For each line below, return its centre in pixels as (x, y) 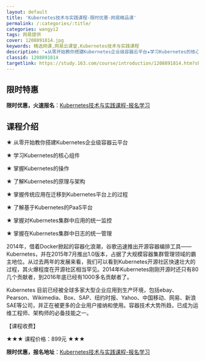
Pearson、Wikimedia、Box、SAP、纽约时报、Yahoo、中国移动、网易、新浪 (101, 298)
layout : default (27, 12)
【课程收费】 (22, 326)
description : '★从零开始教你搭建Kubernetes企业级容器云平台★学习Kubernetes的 (99, 52)
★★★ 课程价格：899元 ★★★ (46, 339)
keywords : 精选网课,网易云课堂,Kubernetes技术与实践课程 (73, 47)
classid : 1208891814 (33, 58)
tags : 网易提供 (24, 35)
